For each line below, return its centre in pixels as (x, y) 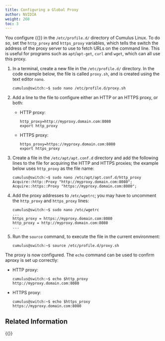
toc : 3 (12, 24)
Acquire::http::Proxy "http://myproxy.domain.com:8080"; (72, 182)
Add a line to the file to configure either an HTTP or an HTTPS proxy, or (85, 98)
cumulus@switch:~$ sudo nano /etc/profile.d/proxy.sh (69, 88)
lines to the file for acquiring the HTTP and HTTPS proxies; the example (85, 163)
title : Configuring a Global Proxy (42, 10)
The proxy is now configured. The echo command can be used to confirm (80, 255)
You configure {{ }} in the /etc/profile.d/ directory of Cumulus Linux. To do (82, 38)
